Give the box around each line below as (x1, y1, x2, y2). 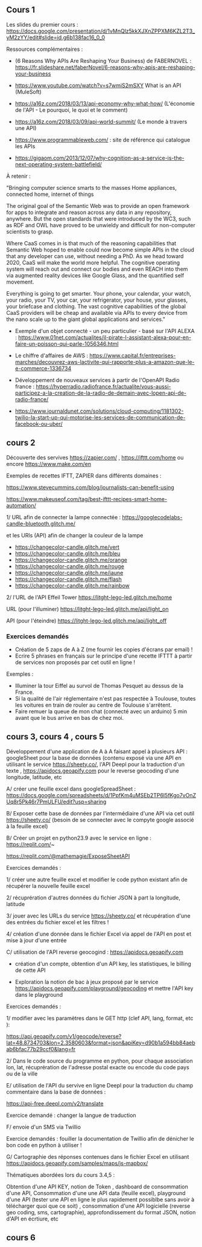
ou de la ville (6, 1070, 38, 1077)
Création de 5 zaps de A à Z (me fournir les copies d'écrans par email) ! (14, 646, 193, 653)
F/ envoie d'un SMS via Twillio (6, 1123, 81, 1130)
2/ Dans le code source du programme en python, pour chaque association (6, 1057, 193, 1064)
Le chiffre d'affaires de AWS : (14, 352, 89, 359)
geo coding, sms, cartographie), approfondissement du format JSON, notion (6, 1208, 196, 1216)
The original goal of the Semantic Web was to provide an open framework (6, 202, 190, 209)
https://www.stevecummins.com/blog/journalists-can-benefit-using (6, 484, 175, 491)
